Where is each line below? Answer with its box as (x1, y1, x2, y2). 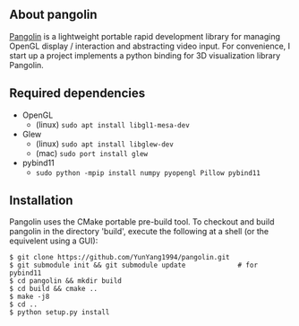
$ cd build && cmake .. (9, 285, 98, 294)
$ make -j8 (9, 292, 50, 302)
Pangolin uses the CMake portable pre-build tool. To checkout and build (9, 216, 275, 227)
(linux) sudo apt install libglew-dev (35, 138, 175, 149)
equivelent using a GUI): (9, 235, 98, 246)
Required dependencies (9, 85, 146, 101)
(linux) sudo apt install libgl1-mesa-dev (35, 119, 190, 129)
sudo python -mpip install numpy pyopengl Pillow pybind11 (35, 168, 261, 178)
